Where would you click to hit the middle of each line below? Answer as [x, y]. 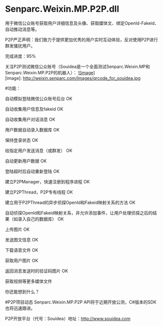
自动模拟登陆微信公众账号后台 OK [39, 98]
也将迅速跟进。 [20, 308]
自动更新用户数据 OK [26, 161]
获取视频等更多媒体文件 [29, 281]
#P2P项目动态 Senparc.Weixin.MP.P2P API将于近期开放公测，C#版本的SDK [81, 302]
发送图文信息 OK [22, 239]
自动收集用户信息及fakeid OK [34, 109]
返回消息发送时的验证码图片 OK [37, 271]
